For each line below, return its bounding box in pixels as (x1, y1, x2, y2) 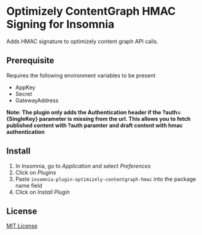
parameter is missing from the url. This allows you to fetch (39, 115, 191, 122)
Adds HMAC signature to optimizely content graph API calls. (6, 37, 158, 45)
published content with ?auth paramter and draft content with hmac (6, 121, 183, 129)
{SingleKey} (6, 115, 38, 122)
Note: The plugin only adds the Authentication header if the (6, 109, 161, 116)
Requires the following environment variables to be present (6, 72, 156, 79)
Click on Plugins (15, 169, 56, 176)
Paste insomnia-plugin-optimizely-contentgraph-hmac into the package (15, 175, 196, 182)
